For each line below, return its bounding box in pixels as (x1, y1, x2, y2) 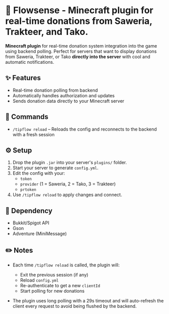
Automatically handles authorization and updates (12, 92, 115, 98)
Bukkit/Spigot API (12, 220, 50, 226)
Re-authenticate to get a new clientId (20, 283, 100, 288)
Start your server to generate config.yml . (12, 165, 99, 171)
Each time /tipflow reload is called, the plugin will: (12, 262, 120, 268)
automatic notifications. (5, 59, 55, 65)
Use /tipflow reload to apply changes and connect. (12, 192, 122, 198)
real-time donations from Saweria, (5, 15, 153, 27)
